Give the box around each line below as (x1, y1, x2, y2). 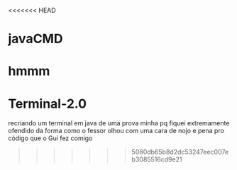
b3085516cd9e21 (131, 155, 182, 164)
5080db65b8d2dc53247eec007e (131, 148, 229, 157)
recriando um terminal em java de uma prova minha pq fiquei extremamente (8, 119, 230, 127)
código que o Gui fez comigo (8, 134, 93, 142)
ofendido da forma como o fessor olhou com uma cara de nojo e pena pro (8, 127, 224, 135)
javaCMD (8, 31, 63, 47)
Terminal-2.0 (8, 96, 87, 112)
